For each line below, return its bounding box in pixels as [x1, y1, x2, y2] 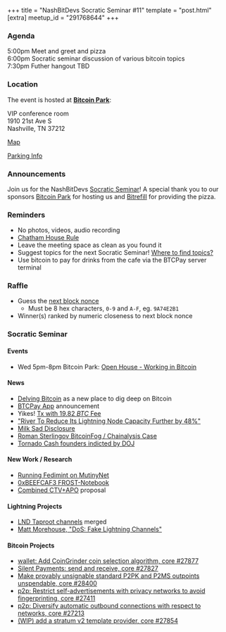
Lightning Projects [7, 502, 63, 510]
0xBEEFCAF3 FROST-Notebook [17, 479, 109, 487]
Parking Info [7, 151, 43, 160]
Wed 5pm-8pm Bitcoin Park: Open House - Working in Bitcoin [17, 362, 197, 371]
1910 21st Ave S [7, 116, 52, 125]
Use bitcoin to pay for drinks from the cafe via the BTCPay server [17, 256, 207, 265]
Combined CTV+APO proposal [17, 486, 106, 495]
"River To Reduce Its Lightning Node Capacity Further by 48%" [17, 417, 201, 425]
